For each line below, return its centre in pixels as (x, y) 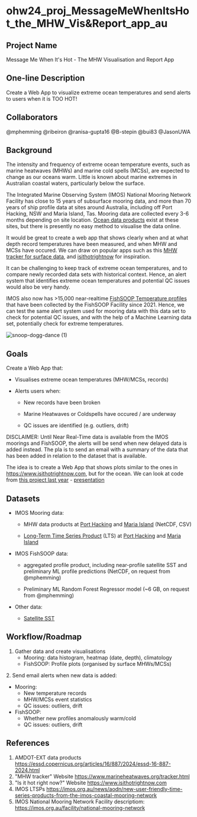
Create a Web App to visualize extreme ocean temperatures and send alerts (98, 92)
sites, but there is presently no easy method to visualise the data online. (94, 226)
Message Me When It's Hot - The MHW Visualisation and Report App (90, 60)
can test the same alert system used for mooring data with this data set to (96, 311)
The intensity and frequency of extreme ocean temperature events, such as (98, 165)
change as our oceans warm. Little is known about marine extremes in (92, 177)
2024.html (27, 770)
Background (29, 150)
